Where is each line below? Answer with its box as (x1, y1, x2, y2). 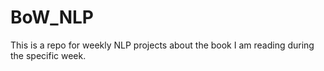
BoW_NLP (10, 6, 94, 29)
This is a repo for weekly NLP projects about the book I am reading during (10, 39, 315, 51)
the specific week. (10, 49, 87, 61)
